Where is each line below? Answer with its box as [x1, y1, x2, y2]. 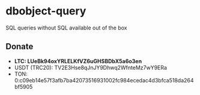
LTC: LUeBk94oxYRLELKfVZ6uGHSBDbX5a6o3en [14, 57, 142, 64]
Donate [5, 41, 34, 52]
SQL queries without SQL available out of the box [5, 24, 127, 31]
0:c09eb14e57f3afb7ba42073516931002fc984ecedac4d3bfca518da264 [14, 76, 194, 84]
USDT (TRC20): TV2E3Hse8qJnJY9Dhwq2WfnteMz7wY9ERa [14, 64, 168, 71]
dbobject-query [5, 4, 86, 18]
